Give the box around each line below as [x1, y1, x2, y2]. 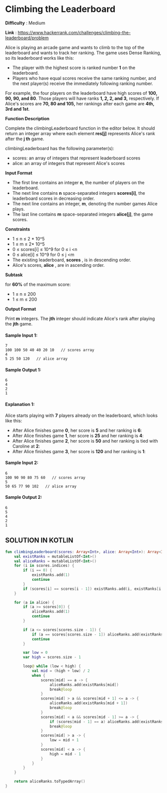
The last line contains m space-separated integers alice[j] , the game [12, 211, 153, 217]
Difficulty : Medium [5, 20, 46, 26]
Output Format [5, 306, 36, 312]
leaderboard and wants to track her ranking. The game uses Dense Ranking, [5, 50, 162, 56]
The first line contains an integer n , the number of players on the [12, 179, 145, 185]
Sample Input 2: [5, 460, 39, 466]
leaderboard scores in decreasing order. [12, 195, 95, 201]
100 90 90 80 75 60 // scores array [5, 475, 85, 480]
